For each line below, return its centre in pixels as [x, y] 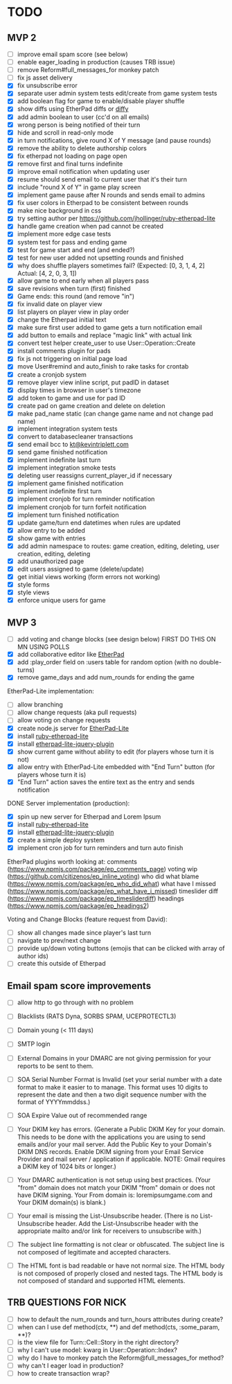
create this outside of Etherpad [61, 964]
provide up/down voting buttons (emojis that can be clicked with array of [121, 948]
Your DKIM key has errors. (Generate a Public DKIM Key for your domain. [121, 1129]
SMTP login [34, 1044]
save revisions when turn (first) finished [74, 288]
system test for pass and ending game [72, 242]
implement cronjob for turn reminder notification [86, 499]
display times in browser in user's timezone [79, 390]
